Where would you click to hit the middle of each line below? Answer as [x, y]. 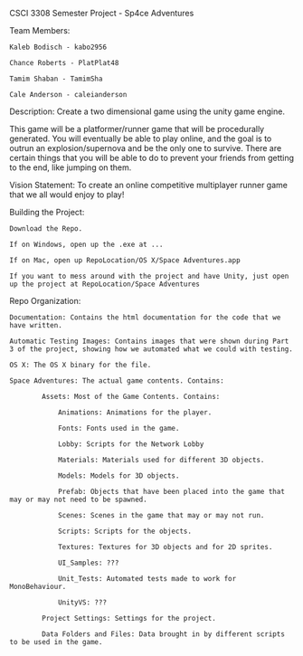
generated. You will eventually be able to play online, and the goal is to [141, 138]
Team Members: [40, 30]
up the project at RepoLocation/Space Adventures [105, 284]
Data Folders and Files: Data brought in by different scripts [163, 634]
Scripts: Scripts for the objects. [125, 531]
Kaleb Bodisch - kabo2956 [58, 47]
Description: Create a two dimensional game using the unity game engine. [147, 111]
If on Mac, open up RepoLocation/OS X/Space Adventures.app [125, 261]
